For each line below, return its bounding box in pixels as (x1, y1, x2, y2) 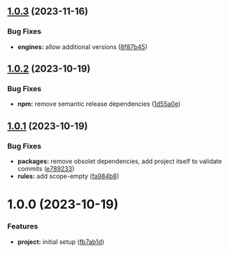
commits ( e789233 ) (17, 165, 75, 173)
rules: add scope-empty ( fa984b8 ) (17, 172, 120, 181)
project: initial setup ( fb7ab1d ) (17, 238, 105, 246)
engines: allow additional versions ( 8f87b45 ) (17, 42, 148, 51)
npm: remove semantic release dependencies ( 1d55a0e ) (17, 100, 181, 108)
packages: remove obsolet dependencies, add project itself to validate (17, 157, 222, 165)
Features (7, 221, 39, 231)
